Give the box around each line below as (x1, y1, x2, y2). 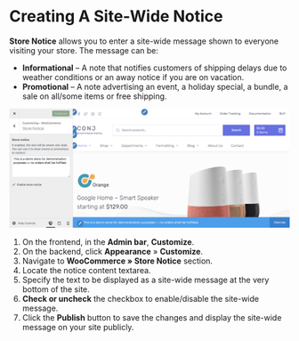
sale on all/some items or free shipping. (21, 91, 167, 101)
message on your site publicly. (21, 322, 134, 333)
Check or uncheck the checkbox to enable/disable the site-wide (21, 294, 260, 304)
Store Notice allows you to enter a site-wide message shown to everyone (9, 36, 279, 46)
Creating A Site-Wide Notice (9, 6, 223, 27)
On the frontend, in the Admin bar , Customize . (21, 237, 195, 248)
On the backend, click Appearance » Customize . (21, 247, 203, 257)
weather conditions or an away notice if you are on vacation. (21, 71, 245, 82)
